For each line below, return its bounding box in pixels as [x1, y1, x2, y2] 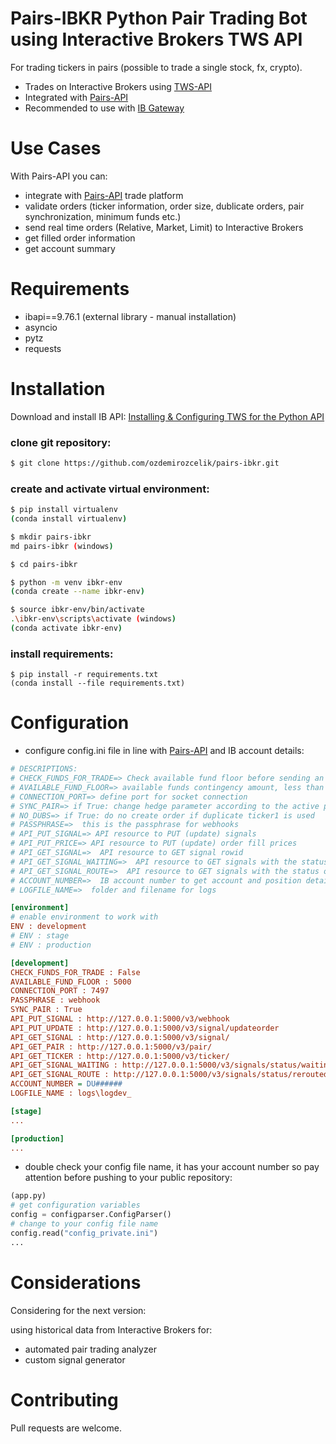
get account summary [24, 242, 116, 254]
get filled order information [24, 232, 136, 244]
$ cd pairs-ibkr [10, 559, 78, 569]
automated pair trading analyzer [24, 1343, 157, 1355]
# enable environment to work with [10, 912, 159, 922]
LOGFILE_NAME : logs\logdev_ [10, 1088, 132, 1099]
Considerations [10, 1271, 142, 1294]
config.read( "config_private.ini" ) [10, 1228, 159, 1238]
